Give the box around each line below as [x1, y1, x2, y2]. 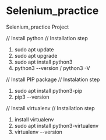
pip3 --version [14, 93, 50, 100]
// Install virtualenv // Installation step [6, 104, 95, 111]
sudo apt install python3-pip [14, 87, 83, 94]
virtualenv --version [14, 128, 63, 135]
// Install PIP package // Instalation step [6, 76, 100, 83]
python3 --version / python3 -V [14, 64, 90, 71]
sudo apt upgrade [14, 52, 58, 59]
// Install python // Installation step [6, 34, 89, 41]
